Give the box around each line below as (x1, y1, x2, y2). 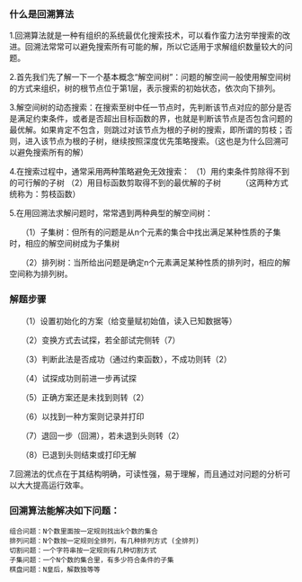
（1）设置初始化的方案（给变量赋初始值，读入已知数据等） (24, 315, 237, 326)
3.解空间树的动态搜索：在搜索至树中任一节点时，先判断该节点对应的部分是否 (9, 102, 292, 113)
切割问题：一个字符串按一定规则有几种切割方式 (9, 546, 157, 555)
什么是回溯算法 (9, 7, 75, 20)
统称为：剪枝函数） (9, 189, 81, 200)
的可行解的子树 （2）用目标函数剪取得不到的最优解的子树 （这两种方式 (9, 177, 289, 188)
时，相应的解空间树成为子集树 (9, 238, 120, 249)
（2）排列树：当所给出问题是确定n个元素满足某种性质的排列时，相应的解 (24, 257, 290, 268)
